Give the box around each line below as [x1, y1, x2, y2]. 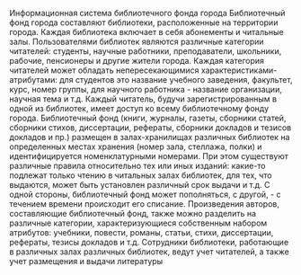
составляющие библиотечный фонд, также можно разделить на [9, 208, 257, 218]
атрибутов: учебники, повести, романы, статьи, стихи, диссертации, [9, 227, 274, 237]
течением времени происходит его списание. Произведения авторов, [9, 199, 280, 209]
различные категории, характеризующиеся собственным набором [9, 217, 268, 228]
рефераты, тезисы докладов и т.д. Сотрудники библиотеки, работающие [9, 237, 289, 247]
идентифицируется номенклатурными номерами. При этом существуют [9, 151, 289, 161]
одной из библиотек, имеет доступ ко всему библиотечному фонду [9, 103, 270, 113]
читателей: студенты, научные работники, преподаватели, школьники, [9, 46, 282, 57]
